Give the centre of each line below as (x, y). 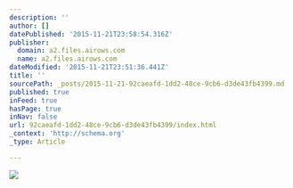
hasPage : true (36, 109)
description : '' (39, 17)
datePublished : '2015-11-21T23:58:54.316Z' (91, 34)
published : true (39, 92)
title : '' (28, 76)
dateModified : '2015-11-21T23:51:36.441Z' (89, 68)
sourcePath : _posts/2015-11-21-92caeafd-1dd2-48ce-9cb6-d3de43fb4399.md (147, 84)
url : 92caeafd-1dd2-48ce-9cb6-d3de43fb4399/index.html (113, 126)
